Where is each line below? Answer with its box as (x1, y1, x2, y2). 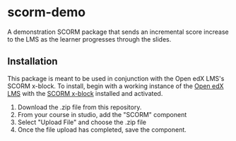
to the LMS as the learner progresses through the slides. (7, 35, 172, 43)
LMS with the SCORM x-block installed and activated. (7, 89, 163, 97)
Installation (7, 56, 58, 68)
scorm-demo (7, 4, 86, 20)
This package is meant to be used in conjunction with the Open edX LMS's (7, 74, 225, 82)
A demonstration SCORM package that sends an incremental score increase (7, 27, 229, 36)
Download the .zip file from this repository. (17, 103, 142, 111)
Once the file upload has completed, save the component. (17, 125, 187, 134)
